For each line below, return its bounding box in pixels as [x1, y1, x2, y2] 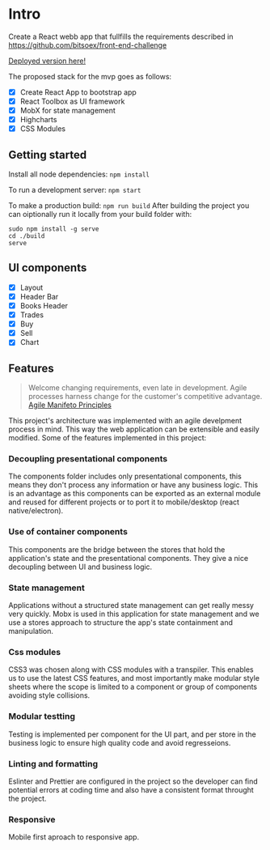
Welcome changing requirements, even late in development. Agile [27, 383, 247, 393]
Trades [19, 310, 44, 320]
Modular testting [8, 711, 75, 722]
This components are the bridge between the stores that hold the [8, 544, 226, 555]
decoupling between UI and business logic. [8, 562, 153, 572]
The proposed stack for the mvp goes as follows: [8, 71, 172, 81]
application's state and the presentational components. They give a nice [8, 553, 249, 563]
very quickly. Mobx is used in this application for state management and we [8, 609, 260, 619]
